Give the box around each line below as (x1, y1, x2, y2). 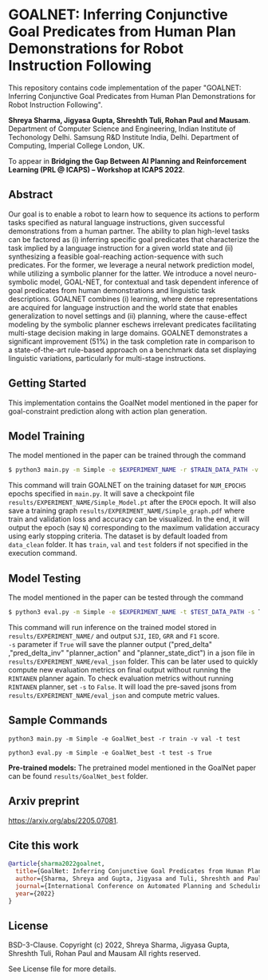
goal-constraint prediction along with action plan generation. (8, 406, 207, 416)
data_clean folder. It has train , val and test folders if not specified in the (8, 540, 249, 550)
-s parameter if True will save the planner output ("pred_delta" (8, 639, 213, 649)
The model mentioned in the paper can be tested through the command (8, 593, 244, 602)
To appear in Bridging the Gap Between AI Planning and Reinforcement (8, 156, 247, 165)
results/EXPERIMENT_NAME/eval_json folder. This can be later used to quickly (8, 657, 258, 666)
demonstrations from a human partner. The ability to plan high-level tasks (8, 226, 250, 236)
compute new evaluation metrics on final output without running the (8, 665, 231, 674)
